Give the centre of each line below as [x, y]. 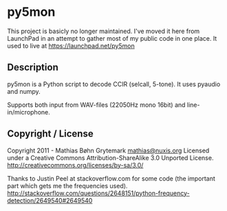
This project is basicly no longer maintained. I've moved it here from [104, 31]
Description [33, 67]
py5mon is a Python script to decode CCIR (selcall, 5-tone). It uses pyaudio [114, 84]
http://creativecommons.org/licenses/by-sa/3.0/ [75, 165]
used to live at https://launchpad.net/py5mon [71, 46]
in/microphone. [29, 112]
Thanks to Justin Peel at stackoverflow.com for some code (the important [111, 178]
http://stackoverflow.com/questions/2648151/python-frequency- [99, 193]
